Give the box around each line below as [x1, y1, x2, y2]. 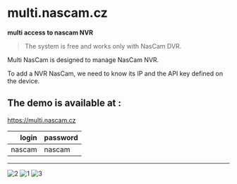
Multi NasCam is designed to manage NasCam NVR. [7, 55, 159, 64]
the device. [7, 76, 40, 85]
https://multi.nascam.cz [7, 116, 76, 124]
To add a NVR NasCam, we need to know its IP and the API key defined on [7, 69, 224, 78]
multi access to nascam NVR [7, 28, 94, 37]
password [44, 133, 79, 142]
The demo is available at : [7, 97, 122, 109]
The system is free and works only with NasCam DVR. [24, 42, 182, 50]
